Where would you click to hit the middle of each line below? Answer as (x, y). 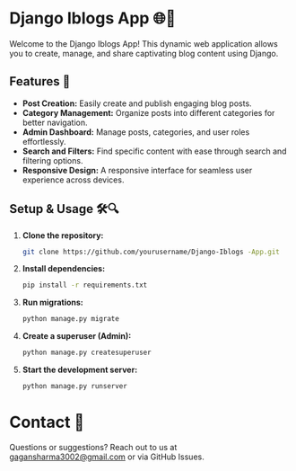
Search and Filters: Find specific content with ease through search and (154, 151)
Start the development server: (80, 370)
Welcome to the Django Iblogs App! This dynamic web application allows (144, 43)
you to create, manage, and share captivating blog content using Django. (144, 53)
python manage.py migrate (70, 319)
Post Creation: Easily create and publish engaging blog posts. (137, 103)
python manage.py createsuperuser (87, 353)
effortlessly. (44, 141)
